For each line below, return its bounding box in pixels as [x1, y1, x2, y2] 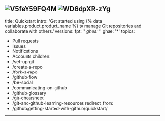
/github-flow [12, 74, 38, 80]
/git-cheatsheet [12, 95, 44, 101]
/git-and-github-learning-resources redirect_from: [12, 100, 114, 106]
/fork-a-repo [12, 69, 38, 75]
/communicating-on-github [12, 84, 67, 91]
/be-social [12, 79, 33, 85]
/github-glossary [12, 90, 47, 96]
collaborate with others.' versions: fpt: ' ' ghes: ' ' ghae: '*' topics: [5, 28, 135, 34]
